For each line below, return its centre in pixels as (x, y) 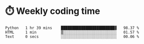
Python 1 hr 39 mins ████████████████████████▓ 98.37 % (72, 28)
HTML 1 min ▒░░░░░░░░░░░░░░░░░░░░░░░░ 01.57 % (72, 32)
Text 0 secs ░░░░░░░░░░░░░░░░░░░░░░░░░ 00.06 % (72, 36)
